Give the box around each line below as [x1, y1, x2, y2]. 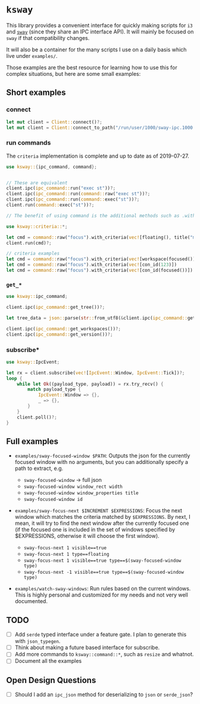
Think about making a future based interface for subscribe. [14, 644, 160, 651]
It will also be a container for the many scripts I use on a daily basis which [6, 46, 187, 53]
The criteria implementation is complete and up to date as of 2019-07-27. [6, 152, 189, 159]
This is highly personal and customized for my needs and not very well [14, 591, 189, 598]
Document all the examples [14, 657, 82, 665]
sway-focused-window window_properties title [23, 490, 139, 496]
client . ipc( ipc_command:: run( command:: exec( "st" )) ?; [6, 196, 140, 202]
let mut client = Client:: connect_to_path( [6, 124, 116, 131]
